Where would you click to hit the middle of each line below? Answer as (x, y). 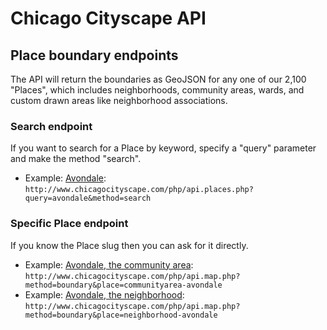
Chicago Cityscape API (108, 18)
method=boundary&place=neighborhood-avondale (121, 315)
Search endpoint (51, 126)
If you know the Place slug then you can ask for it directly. (129, 245)
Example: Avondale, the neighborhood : (104, 294)
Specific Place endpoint (69, 224)
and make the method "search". (76, 159)
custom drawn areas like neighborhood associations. (119, 100)
